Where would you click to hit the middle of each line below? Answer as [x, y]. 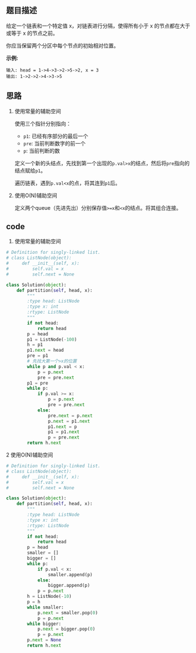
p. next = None [44, 640]
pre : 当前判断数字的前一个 [54, 143]
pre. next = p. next [70, 416]
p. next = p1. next [69, 421]
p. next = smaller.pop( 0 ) [68, 613]
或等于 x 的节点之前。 [32, 33]
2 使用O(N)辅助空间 [30, 455]
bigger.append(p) [69, 586]
